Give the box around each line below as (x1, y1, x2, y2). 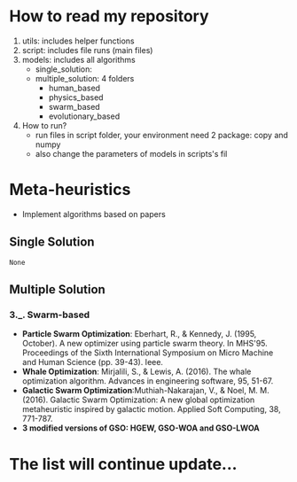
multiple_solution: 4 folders (35, 73, 135, 83)
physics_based (48, 91, 104, 103)
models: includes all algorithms (21, 54, 136, 65)
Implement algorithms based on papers (21, 208, 166, 219)
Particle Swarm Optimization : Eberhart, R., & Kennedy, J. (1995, (21, 329, 257, 339)
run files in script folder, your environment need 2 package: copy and (35, 129, 288, 140)
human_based (48, 82, 100, 93)
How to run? (21, 120, 67, 130)
